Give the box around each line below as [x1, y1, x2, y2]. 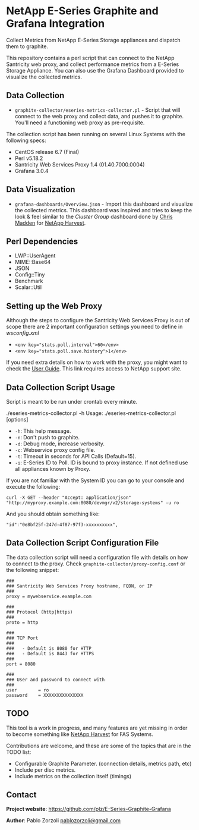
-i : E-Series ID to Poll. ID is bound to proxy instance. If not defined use [14, 459, 188, 466]
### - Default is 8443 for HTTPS [6, 650, 94, 656]
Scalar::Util [14, 284, 42, 291]
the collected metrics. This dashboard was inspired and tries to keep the [14, 206, 192, 213]
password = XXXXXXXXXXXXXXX [6, 692, 84, 698]
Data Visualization [6, 184, 75, 194]
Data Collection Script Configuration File [6, 538, 159, 548]
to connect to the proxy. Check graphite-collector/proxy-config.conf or [6, 560, 186, 567]
